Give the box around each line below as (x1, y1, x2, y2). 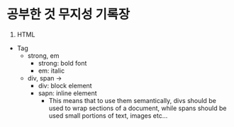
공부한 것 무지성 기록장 (6, 6, 130, 23)
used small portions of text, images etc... (48, 111, 168, 120)
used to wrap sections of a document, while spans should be (48, 104, 227, 112)
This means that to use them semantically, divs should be (48, 96, 217, 104)
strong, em (27, 51, 60, 60)
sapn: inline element (38, 89, 97, 97)
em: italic (38, 66, 65, 75)
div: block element (38, 81, 93, 90)
